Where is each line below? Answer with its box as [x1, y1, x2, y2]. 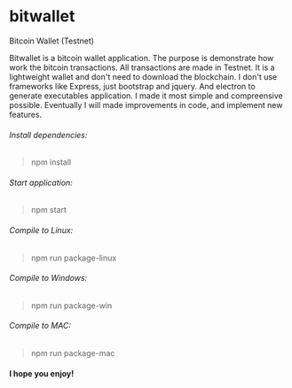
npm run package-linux [30, 252, 117, 263]
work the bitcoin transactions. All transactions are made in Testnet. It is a [9, 62, 275, 73]
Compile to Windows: [9, 273, 88, 283]
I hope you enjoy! [9, 368, 75, 378]
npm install [30, 157, 72, 167]
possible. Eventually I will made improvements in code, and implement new [9, 99, 283, 110]
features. [9, 109, 43, 120]
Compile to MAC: [9, 321, 72, 331]
